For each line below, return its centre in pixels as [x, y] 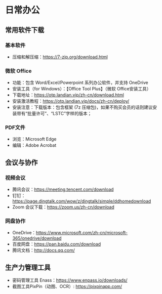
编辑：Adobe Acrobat [34, 145]
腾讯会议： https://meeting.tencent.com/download [63, 189]
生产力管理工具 [28, 267]
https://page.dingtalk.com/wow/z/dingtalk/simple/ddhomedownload [82, 201]
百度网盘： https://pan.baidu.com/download [57, 244]
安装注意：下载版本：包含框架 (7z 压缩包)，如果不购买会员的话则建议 [82, 107]
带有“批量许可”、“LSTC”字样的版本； [54, 114]
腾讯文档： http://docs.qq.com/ [43, 251]
